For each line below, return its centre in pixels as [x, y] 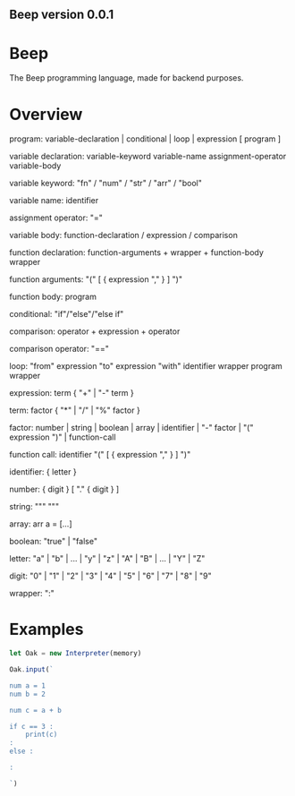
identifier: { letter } [43, 472]
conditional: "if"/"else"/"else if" [67, 314]
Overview [46, 114]
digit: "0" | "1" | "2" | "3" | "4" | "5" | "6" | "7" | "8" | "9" [110, 576]
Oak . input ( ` [31, 670]
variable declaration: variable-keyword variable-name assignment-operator [148, 157]
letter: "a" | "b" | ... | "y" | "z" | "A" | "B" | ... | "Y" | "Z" [107, 559]
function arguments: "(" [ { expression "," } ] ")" [96, 279]
